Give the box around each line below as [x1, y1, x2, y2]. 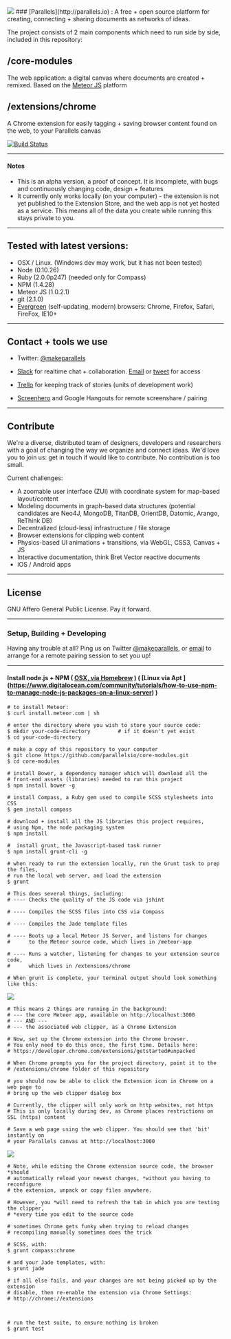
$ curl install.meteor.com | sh [7, 710, 100, 717]
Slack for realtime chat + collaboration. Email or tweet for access [16, 367, 201, 375]
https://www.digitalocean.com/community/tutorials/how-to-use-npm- [9, 681, 218, 689]
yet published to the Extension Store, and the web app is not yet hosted [16, 199, 220, 207]
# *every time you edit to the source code [7, 1210, 134, 1218]
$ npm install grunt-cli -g [7, 848, 88, 855]
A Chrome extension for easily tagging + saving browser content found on [7, 119, 217, 127]
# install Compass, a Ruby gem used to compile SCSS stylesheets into [7, 794, 214, 801]
